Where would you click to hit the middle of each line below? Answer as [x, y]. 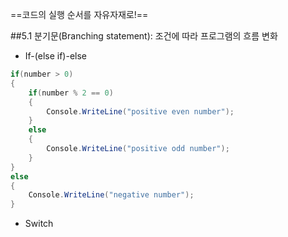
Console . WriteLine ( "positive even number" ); [140, 111]
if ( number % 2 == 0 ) [71, 93]
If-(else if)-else [55, 56]
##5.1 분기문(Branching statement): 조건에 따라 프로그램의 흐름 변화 [144, 36]
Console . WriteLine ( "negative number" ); [111, 195]
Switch [39, 224]
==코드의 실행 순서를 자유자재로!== [79, 14]
